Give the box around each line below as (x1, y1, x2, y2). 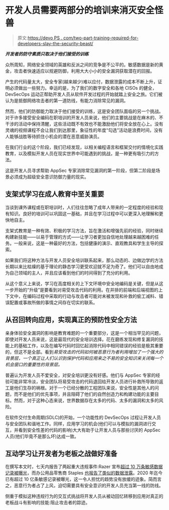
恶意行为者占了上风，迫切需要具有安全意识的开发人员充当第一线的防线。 (14, 482, 163, 489)
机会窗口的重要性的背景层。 (5, 361, 63, 367)
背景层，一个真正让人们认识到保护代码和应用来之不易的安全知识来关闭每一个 (5, 355, 163, 361)
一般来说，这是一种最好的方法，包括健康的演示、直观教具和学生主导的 (14, 240, 159, 246)
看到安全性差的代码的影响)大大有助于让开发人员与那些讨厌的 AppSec (18, 427, 160, 433)
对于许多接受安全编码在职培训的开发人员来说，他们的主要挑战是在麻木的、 (5, 114, 159, 120)
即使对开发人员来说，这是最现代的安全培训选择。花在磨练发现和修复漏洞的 (5, 336, 159, 342)
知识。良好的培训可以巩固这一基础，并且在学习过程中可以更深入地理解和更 (9, 210, 163, 217)
